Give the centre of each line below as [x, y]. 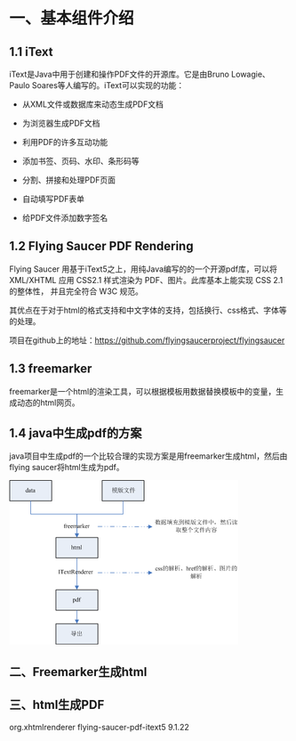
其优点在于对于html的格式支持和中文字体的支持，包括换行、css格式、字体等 [148, 310]
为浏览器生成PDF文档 [61, 123]
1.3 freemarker [51, 369]
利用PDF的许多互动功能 [65, 142]
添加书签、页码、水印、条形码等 [80, 161]
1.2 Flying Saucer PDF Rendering [101, 246]
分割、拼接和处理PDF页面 [69, 180]
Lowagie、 [251, 74]
